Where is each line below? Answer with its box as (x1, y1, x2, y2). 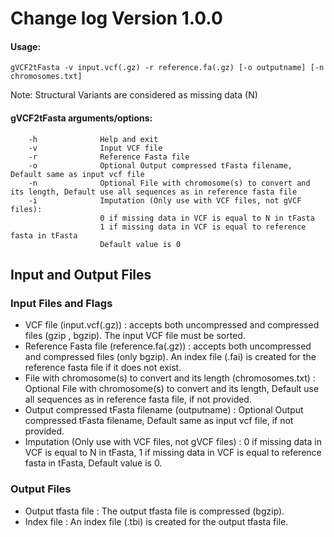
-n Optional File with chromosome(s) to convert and (28, 178, 311, 188)
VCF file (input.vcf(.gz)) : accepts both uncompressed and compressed (24, 319, 320, 331)
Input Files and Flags (10, 296, 113, 310)
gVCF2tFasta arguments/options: (10, 112, 153, 124)
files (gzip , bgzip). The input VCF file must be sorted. (24, 330, 246, 342)
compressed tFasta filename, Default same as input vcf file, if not (24, 415, 294, 427)
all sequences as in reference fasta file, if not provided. (24, 393, 252, 406)
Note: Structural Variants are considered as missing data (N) (10, 89, 258, 101)
